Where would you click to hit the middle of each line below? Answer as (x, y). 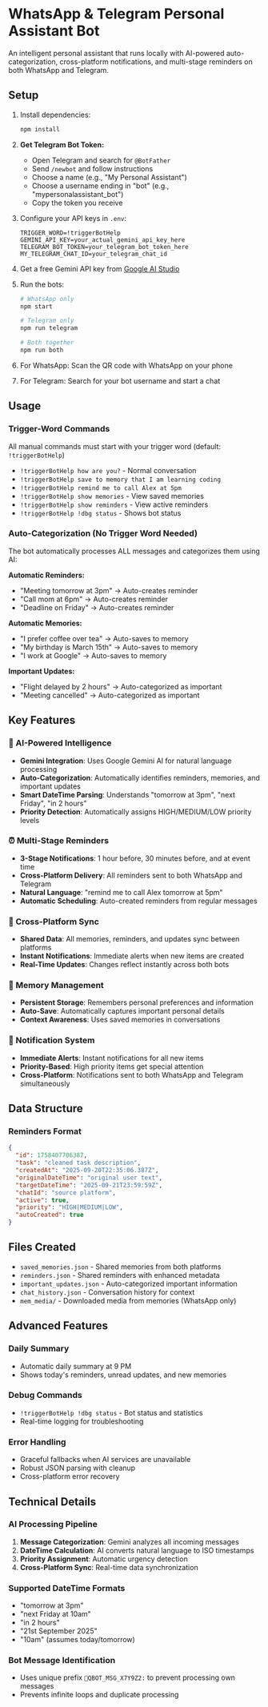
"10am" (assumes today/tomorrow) (78, 1640)
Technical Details (52, 1502)
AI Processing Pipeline (53, 1524)
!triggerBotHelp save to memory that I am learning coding (120, 480)
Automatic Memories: (45, 623)
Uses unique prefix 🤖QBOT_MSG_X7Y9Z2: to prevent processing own (128, 1677)
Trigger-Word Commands (59, 429)
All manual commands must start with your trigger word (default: (115, 446)
